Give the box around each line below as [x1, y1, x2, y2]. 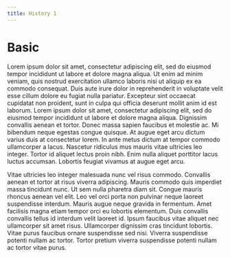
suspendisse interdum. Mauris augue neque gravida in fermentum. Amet [7, 200, 212, 208]
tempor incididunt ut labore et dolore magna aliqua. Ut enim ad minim [7, 69, 203, 78]
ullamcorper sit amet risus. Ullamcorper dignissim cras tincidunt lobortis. [7, 221, 213, 230]
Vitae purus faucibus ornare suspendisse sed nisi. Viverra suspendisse [7, 228, 208, 237]
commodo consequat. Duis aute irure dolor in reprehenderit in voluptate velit [7, 84, 223, 93]
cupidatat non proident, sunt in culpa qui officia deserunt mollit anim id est [7, 99, 218, 107]
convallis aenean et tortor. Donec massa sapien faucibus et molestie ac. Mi [7, 121, 219, 129]
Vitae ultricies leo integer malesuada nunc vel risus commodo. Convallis [7, 170, 211, 178]
